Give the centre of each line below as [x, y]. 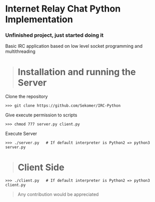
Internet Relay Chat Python [63, 9]
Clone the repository [27, 97]
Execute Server [21, 133]
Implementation [39, 19]
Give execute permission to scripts [41, 115]
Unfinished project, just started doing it [55, 35]
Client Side [41, 167]
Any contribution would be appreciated [58, 194]
